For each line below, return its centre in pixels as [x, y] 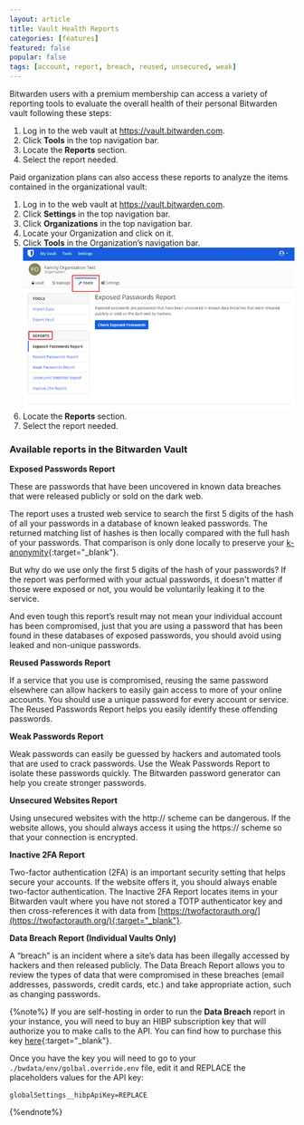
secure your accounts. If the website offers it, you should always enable [143, 882]
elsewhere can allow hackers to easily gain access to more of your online [146, 690]
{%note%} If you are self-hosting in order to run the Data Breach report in [147, 1012]
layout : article [40, 19]
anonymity [29, 552]
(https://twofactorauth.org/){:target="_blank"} [95, 921]
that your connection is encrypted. [74, 838]
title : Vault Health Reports [64, 29]
